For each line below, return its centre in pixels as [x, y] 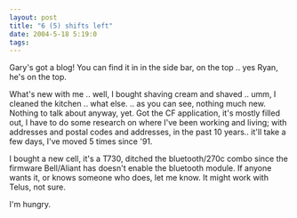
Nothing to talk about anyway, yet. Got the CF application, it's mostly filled [144, 113]
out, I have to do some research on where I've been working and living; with [148, 123]
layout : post [33, 17]
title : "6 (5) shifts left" [61, 26]
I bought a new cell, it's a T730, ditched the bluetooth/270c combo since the [149, 159]
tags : [19, 42]
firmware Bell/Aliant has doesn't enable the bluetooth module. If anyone [140, 168]
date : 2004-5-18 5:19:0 [53, 34]
